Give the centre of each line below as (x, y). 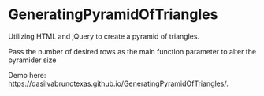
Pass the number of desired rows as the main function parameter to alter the (132, 51)
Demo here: (27, 75)
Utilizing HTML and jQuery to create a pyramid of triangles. (104, 36)
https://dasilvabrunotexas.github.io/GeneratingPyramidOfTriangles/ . (118, 83)
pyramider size (32, 60)
